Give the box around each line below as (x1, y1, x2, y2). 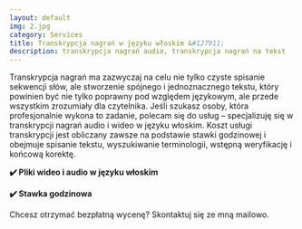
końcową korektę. (9, 148, 76, 159)
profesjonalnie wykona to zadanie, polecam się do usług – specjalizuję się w (9, 110, 294, 121)
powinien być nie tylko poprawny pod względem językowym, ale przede (9, 91, 279, 102)
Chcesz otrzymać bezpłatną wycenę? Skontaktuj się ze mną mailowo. (9, 209, 270, 220)
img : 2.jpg (9, 22, 51, 31)
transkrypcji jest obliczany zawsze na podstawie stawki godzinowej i (9, 129, 267, 140)
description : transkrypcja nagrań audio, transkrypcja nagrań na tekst (9, 47, 286, 56)
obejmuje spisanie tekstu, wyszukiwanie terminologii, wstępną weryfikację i (9, 139, 292, 150)
